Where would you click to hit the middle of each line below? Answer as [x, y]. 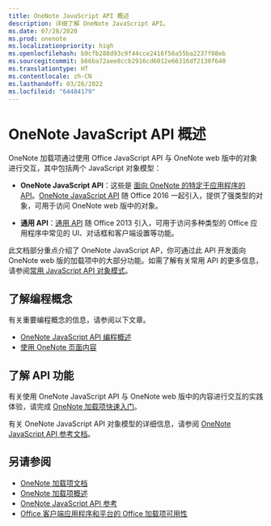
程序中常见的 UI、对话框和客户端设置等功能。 [103, 233]
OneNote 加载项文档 [54, 483]
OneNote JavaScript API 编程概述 [76, 337]
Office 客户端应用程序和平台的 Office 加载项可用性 [104, 513]
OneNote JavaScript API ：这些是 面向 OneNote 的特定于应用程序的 [133, 185]
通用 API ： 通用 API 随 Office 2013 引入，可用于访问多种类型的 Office [134, 223]
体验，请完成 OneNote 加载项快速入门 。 [75, 406]
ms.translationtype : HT [49, 69]
